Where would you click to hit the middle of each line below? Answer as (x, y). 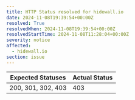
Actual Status (93, 78)
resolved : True (26, 23)
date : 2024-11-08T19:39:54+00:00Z (50, 18)
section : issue (26, 57)
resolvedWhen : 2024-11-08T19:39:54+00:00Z (61, 29)
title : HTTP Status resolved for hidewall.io (65, 12)
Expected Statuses (38, 78)
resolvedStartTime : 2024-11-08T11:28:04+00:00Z (68, 35)
